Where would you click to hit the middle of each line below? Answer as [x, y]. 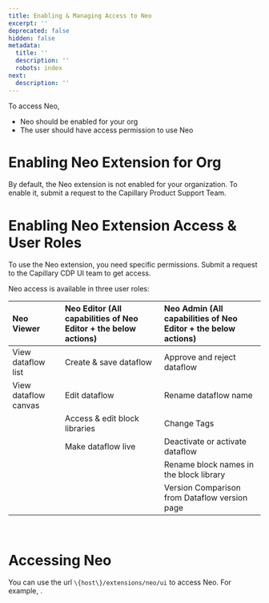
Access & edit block [102, 418]
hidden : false [32, 38]
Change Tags [189, 424]
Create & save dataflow [108, 362]
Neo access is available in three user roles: [79, 289]
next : [17, 75]
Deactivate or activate [205, 442]
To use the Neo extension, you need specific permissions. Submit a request [133, 265]
